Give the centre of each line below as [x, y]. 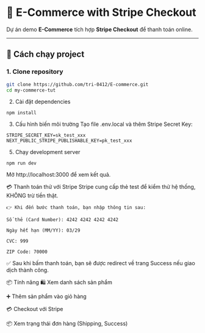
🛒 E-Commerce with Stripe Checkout [101, 13]
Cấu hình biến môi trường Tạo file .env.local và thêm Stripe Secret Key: [104, 124]
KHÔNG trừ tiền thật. [32, 196]
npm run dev [21, 163]
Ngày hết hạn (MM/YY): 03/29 [43, 231]
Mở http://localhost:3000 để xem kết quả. [59, 175]
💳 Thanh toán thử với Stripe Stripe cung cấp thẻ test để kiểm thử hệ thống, [101, 187]
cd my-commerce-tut [31, 90]
